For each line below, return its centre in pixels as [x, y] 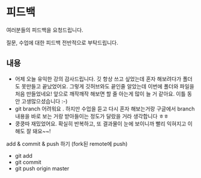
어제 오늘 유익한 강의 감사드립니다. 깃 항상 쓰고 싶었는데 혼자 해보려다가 [98, 79]
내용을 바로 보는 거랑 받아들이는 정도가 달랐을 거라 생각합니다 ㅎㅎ [92, 116]
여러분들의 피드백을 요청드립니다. [45, 30]
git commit [28, 162]
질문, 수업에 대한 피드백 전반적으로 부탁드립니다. [62, 42]
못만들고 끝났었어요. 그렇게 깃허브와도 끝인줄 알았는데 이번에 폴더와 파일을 [108, 86]
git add [24, 155]
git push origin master [42, 168]
